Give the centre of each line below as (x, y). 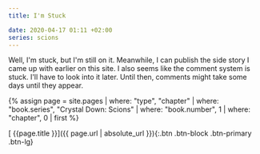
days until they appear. (46, 85)
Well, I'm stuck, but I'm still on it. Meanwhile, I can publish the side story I (129, 60)
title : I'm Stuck (37, 16)
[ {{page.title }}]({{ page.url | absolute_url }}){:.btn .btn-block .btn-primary (130, 133)
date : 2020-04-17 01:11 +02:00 (60, 30)
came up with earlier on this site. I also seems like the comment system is (129, 69)
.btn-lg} (21, 142)
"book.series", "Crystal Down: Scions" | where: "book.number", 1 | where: (129, 109)
